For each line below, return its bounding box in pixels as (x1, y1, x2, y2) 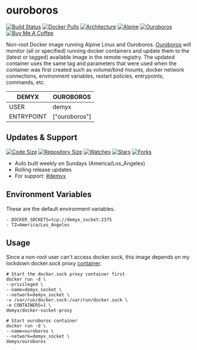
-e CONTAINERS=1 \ (6, 303, 51, 309)
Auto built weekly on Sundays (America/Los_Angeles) (14, 159, 146, 166)
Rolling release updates (14, 166, 72, 173)
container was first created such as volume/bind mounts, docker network (6, 66, 185, 73)
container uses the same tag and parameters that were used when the (6, 60, 177, 67)
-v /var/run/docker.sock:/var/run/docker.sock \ (6, 297, 128, 303)
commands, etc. (6, 78, 45, 86)
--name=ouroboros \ (6, 328, 54, 335)
